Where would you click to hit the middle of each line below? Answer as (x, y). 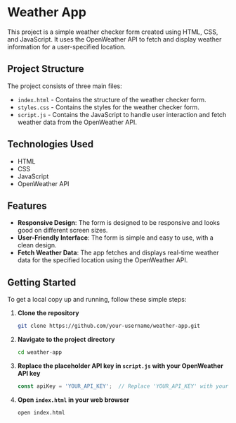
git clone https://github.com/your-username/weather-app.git (109, 326)
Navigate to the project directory (66, 340)
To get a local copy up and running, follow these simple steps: (97, 300)
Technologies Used (50, 144)
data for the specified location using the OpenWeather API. (103, 260)
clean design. (37, 245)
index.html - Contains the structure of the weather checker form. (112, 99)
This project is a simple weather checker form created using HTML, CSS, (113, 32)
